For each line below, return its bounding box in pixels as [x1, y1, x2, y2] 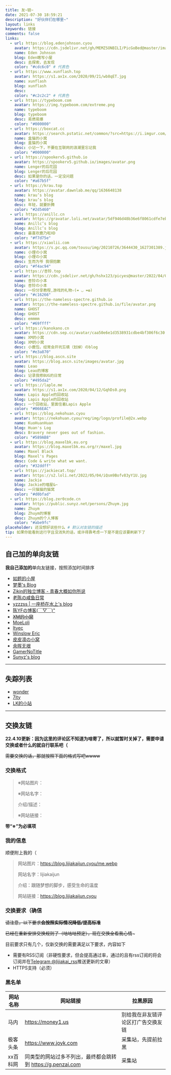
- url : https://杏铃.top [10, 269, 61, 274]
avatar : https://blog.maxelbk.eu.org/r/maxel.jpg [14, 444, 122, 449]
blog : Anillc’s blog [14, 226, 58, 231]
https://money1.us [24, 1018, 69, 1025]
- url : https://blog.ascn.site [10, 354, 76, 359]
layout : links [5, 21, 36, 27]
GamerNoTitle [12, 648, 42, 654]
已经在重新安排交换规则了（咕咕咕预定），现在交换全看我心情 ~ [5, 930, 136, 937]
